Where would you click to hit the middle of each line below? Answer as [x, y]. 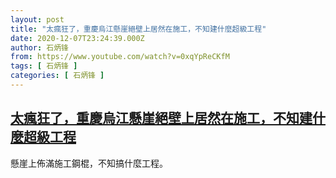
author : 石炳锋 [39, 47]
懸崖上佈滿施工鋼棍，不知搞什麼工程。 [89, 163]
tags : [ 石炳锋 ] [44, 66]
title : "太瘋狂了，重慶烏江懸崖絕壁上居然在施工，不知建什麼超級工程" [138, 29]
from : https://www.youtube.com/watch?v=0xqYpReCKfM [120, 57]
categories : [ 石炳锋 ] [57, 76]
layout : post [37, 19]
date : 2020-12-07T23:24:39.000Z [77, 38]
